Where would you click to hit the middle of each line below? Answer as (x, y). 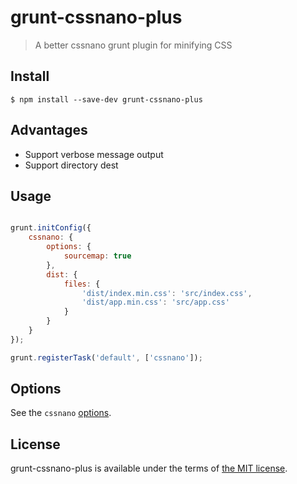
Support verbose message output (94, 154)
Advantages (49, 130)
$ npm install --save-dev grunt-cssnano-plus (106, 99)
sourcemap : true (97, 256)
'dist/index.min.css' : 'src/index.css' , (167, 293)
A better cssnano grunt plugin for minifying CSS (133, 45)
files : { (82, 284)
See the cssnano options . (61, 413)
